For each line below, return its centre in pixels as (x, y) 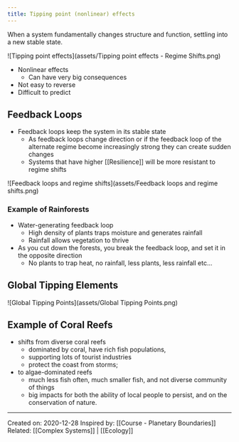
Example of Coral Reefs (60, 325)
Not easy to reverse (47, 84)
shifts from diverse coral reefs (62, 342)
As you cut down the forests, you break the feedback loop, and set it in (122, 247)
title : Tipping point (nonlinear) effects (71, 14)
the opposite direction (50, 255)
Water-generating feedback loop (65, 225)
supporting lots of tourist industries (80, 357)
